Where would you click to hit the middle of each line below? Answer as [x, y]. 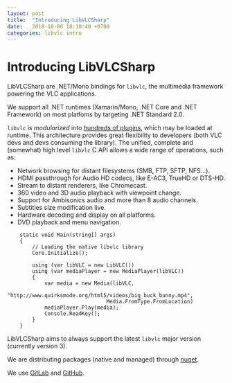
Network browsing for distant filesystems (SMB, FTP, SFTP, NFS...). [113, 171]
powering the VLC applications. [52, 93]
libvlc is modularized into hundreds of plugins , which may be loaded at [110, 128]
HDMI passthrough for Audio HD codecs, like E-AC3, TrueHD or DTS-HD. [121, 178]
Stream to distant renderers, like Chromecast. [82, 186]
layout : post [26, 14]
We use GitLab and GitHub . [46, 373]
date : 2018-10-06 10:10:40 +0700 [59, 26]
